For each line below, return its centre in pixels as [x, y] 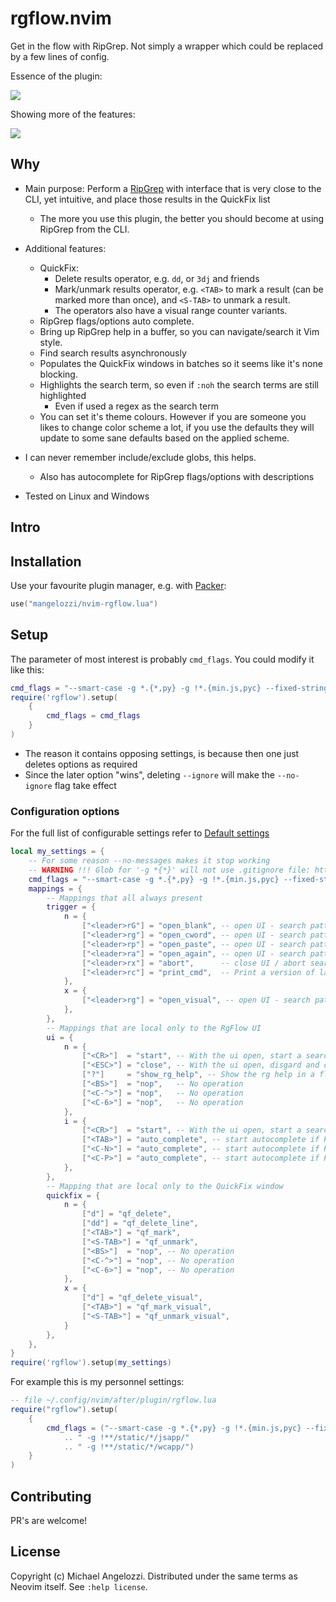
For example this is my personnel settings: [97, 1382]
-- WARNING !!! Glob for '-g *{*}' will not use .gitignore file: [169, 870]
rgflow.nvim [61, 18]
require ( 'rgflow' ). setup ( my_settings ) [91, 1363]
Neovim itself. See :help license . [79, 1586]
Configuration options [65, 811]
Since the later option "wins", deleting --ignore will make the [149, 774]
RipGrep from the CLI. [84, 229]
